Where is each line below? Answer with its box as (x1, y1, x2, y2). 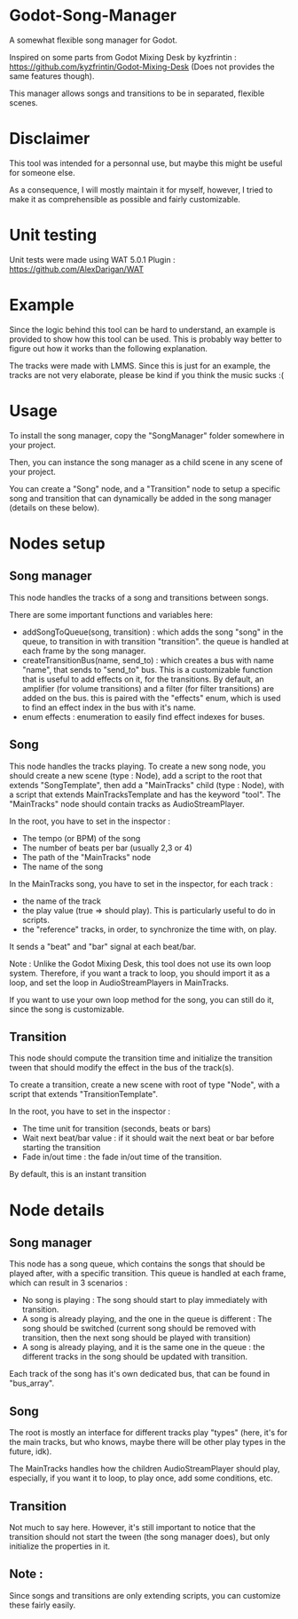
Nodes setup (9, 533, 106, 553)
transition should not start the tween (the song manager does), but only (9, 1531, 271, 1542)
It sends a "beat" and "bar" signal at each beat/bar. (9, 941, 197, 952)
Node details (9, 1200, 105, 1220)
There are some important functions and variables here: (9, 609, 213, 620)
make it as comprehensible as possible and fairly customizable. (9, 193, 241, 204)
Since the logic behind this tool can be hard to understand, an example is (9, 324, 276, 335)
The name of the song (21, 861, 104, 872)
